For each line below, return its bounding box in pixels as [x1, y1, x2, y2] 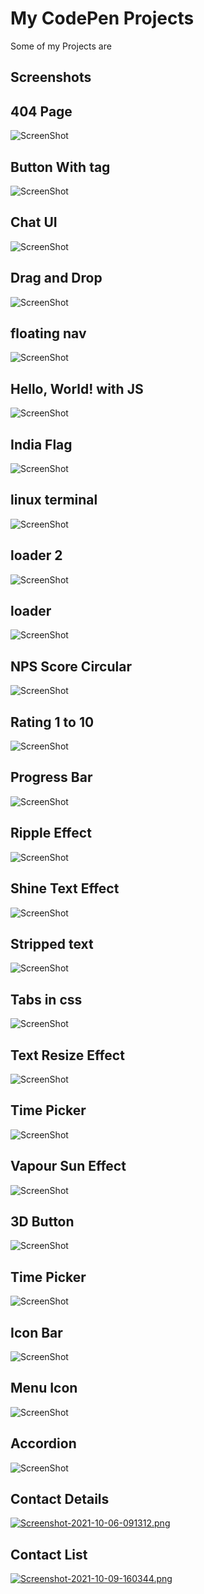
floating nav [10, 325, 87, 342]
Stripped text [10, 935, 94, 952]
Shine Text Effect [10, 880, 120, 897]
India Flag [10, 436, 73, 453]
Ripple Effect [10, 825, 92, 842]
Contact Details [10, 1491, 110, 1508]
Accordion [10, 1435, 77, 1452]
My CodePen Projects [10, 7, 195, 30]
